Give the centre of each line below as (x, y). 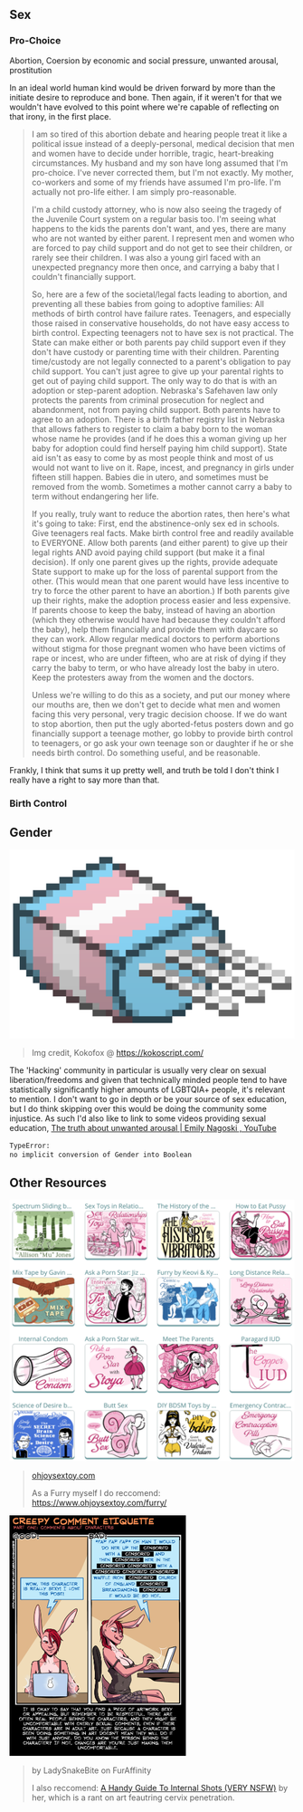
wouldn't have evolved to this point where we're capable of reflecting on (144, 107)
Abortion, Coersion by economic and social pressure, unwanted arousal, (144, 60)
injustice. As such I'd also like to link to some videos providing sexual (138, 1118)
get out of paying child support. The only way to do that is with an (154, 380)
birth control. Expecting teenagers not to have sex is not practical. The (162, 332)
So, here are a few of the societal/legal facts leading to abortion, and (159, 294)
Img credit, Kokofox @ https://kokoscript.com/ (118, 1053)
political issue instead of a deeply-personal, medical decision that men (163, 143)
